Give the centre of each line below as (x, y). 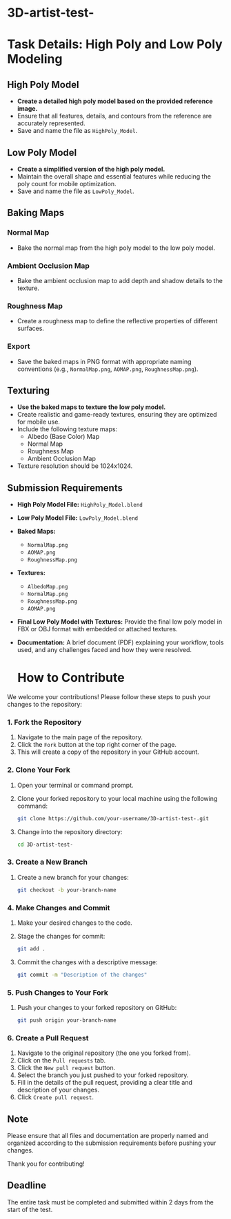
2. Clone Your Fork (39, 770)
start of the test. (30, 1209)
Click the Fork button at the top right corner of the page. (97, 745)
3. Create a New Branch (48, 862)
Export (19, 346)
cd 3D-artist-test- (45, 845)
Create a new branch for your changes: (73, 877)
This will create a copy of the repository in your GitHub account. (108, 752)
